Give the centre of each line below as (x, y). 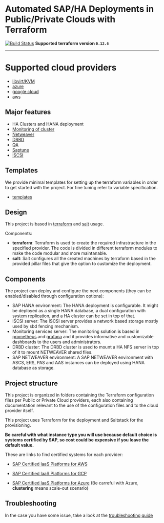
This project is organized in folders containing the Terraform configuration (80, 395)
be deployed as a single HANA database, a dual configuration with (79, 311)
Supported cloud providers (61, 68)
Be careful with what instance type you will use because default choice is (81, 435)
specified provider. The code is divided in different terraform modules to (85, 248)
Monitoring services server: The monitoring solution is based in (76, 331)
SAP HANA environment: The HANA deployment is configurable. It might (85, 305)
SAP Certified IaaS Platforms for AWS (50, 464)
